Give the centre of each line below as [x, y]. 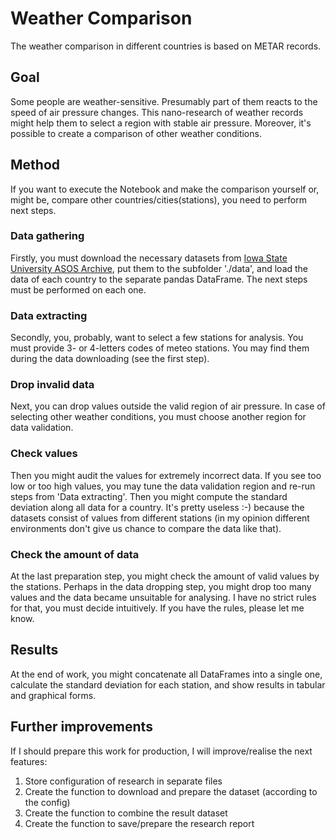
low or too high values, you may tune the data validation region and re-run [163, 486]
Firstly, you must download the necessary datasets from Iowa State [149, 258]
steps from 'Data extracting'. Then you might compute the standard [149, 496]
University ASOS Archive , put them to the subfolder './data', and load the [159, 268]
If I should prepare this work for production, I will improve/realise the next [161, 751]
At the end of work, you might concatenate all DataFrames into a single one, [166, 674]
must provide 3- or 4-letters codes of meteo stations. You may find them [160, 348]
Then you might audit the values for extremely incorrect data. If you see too [166, 475]
